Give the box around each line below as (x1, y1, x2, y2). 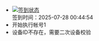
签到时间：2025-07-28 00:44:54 (11, 14, 94, 21)
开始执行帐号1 (11, 21, 46, 28)
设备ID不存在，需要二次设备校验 (11, 29, 91, 36)
